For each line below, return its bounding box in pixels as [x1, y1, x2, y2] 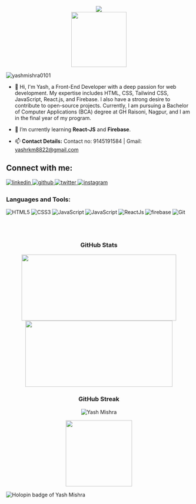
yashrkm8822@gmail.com [14, 146, 79, 153]
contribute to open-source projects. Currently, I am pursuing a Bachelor [14, 102, 189, 109]
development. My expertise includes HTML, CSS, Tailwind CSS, [14, 89, 169, 96]
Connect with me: [6, 163, 73, 173]
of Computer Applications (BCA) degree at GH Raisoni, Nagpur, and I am [14, 108, 190, 115]
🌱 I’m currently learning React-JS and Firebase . [14, 126, 131, 133]
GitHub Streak [78, 395, 119, 403]
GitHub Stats [80, 241, 118, 249]
